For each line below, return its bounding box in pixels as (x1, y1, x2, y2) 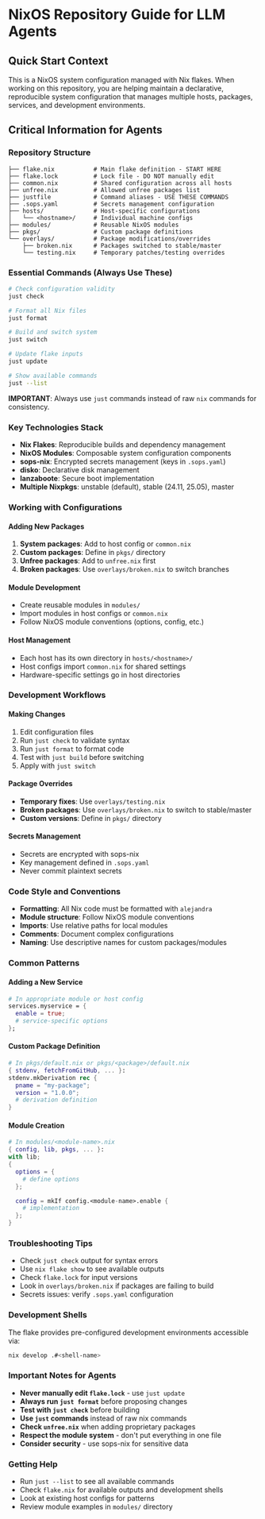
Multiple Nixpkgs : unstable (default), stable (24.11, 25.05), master (19, 482, 235, 492)
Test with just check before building (19, 1405, 140, 1414)
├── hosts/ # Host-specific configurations (8, 206, 201, 215)
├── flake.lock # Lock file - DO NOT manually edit (8, 172, 215, 180)
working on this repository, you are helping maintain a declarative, (8, 83, 224, 93)
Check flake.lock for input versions (19, 1273, 138, 1282)
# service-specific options (15, 1017, 109, 1025)
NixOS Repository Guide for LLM (8, 6, 226, 24)
